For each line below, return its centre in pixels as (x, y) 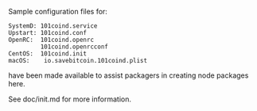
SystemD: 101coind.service (53, 26)
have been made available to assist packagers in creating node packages (128, 75)
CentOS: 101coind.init (48, 54)
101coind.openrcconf (74, 47)
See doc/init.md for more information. (70, 99)
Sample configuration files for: (58, 11)
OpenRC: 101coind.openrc (51, 40)
